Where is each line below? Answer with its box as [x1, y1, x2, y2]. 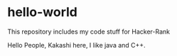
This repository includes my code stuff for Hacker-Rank [7, 27, 171, 36]
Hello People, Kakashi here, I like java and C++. [7, 41, 146, 49]
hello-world [7, 4, 78, 20]
